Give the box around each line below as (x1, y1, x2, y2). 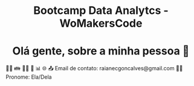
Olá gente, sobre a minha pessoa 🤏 (12, 44, 190, 58)
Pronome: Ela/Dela (5, 73, 52, 81)
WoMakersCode (59, 16, 143, 30)
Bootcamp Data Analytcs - (33, 4, 169, 18)
